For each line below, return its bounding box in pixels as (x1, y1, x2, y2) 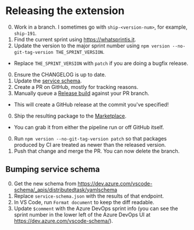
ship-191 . (13, 29, 37, 36)
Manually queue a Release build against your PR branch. (13, 90, 150, 97)
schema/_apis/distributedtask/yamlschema (13, 186, 118, 193)
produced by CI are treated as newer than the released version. (13, 141, 167, 148)
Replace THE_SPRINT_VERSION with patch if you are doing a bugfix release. (13, 60, 189, 67)
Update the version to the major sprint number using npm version (13, 42, 170, 49)
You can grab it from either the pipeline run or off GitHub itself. (13, 123, 164, 131)
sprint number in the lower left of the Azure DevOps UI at (13, 211, 151, 218)
